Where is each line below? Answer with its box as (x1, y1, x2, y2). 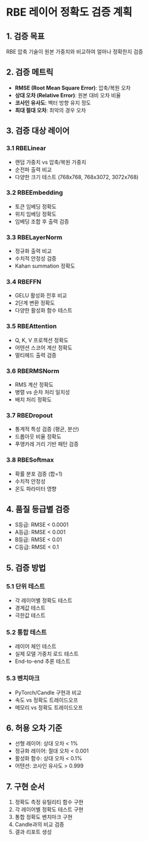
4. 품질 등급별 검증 (6, 504, 70, 514)
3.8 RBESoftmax (6, 456, 54, 464)
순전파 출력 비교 (14, 165, 52, 173)
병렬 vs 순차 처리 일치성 (14, 388, 70, 395)
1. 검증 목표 (6, 31, 45, 41)
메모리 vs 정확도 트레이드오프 (14, 704, 83, 711)
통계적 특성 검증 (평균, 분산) (14, 425, 79, 433)
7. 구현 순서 (6, 781, 45, 791)
